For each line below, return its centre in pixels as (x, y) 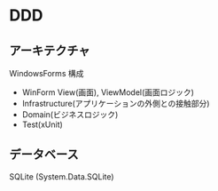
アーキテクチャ (50, 50)
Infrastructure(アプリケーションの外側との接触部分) (116, 103)
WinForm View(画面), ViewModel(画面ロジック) (108, 92)
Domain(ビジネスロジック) (70, 115)
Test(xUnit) (43, 124)
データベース (44, 155)
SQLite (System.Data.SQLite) (62, 176)
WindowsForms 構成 (47, 73)
